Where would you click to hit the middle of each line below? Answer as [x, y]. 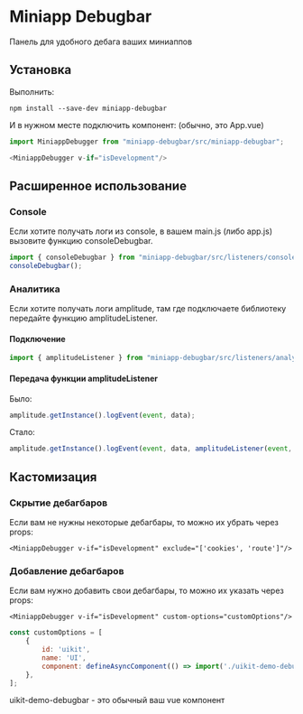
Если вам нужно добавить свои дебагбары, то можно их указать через [147, 591]
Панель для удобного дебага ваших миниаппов [101, 42]
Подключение [37, 338]
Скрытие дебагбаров [59, 503]
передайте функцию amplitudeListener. [83, 319]
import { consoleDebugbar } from [72, 258]
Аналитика [35, 289]
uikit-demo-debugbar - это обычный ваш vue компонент [117, 700]
